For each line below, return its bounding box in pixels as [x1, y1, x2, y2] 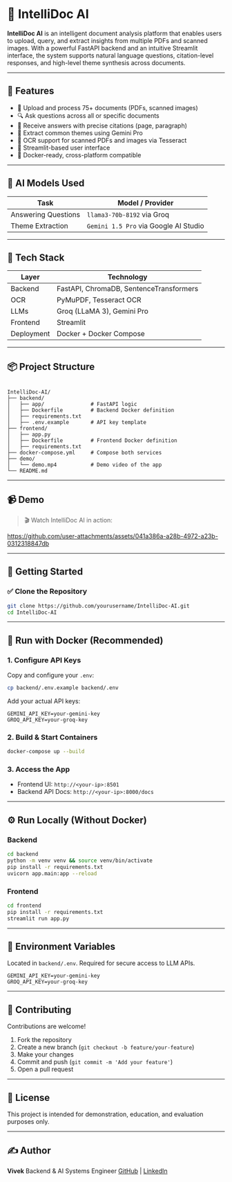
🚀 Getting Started [7, 566, 84, 578]
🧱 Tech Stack [7, 252, 65, 263]
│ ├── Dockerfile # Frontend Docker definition [7, 437, 177, 444]
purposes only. [7, 1118, 50, 1126]
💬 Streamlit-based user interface [17, 143, 110, 152]
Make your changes [17, 1050, 74, 1059]
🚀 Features [7, 85, 55, 97]
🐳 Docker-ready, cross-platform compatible [17, 150, 142, 159]
